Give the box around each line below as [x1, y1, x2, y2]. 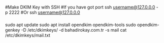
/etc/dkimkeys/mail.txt [5, 32, 51, 39]
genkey [5, 27, 21, 33]
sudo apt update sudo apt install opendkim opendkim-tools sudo [5, 22, 136, 28]
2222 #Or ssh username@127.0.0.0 [9, 9, 80, 15]
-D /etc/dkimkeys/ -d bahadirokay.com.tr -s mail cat [21, 27, 127, 33]
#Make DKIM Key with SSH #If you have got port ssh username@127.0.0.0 [5, 4, 155, 10]
